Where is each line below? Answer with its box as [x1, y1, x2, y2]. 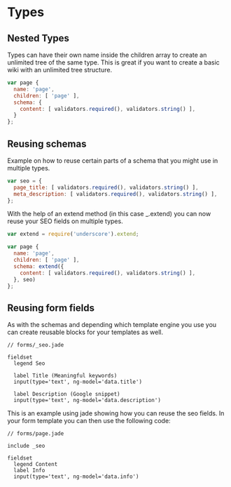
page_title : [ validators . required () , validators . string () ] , [13, 184, 199, 191]
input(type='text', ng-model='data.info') [13, 473, 139, 481]
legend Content [13, 461, 58, 468]
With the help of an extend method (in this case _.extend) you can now [7, 210, 211, 218]
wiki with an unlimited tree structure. [7, 66, 113, 74]
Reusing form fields [7, 302, 94, 314]
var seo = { [7, 177, 42, 185]
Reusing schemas [7, 138, 87, 149]
